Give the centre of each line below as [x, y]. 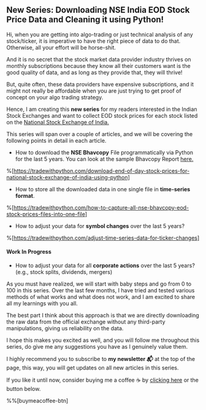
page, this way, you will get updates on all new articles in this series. [93, 368]
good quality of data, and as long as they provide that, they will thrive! [94, 72]
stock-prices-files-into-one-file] [47, 214]
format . [25, 196]
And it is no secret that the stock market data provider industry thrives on [99, 59]
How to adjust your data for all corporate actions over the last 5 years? [105, 265]
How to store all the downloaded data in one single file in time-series [103, 189]
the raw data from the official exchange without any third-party [86, 322]
